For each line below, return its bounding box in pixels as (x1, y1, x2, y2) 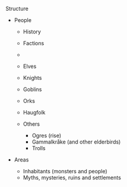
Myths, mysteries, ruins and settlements (23, 174, 121, 181)
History (23, 28, 41, 35)
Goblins (23, 86, 42, 93)
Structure (5, 5, 29, 12)
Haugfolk (23, 109, 46, 116)
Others (23, 120, 40, 127)
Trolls (31, 145, 46, 151)
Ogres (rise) (31, 132, 62, 139)
